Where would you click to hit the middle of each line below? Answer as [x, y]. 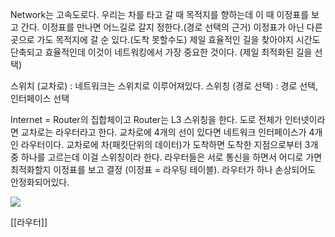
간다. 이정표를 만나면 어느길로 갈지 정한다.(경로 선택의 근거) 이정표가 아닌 [162, 27]
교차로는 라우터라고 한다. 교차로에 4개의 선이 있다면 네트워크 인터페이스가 [163, 132]
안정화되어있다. [40, 182]
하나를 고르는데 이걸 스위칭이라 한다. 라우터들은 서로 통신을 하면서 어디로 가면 [171, 157]
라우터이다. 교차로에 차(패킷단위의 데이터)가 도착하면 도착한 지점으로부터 [161, 144]
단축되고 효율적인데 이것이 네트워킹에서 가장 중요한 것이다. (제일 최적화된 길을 [161, 52]
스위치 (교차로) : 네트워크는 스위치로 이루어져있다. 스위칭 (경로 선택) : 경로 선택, [164, 86]
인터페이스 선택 [40, 98]
